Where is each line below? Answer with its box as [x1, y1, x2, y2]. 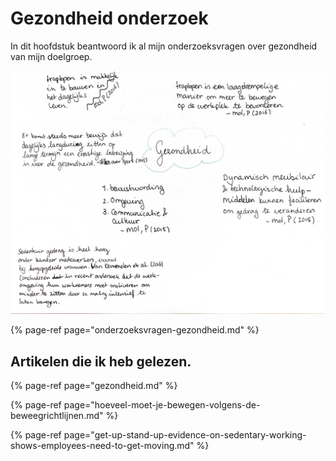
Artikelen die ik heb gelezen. [10, 353, 192, 370]
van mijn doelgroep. [10, 50, 93, 62]
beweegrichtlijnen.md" [10, 410, 104, 422]
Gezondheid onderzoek [10, 7, 209, 30]
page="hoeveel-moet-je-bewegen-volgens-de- [63, 399, 261, 411]
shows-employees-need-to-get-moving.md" [10, 440, 195, 452]
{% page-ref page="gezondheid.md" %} [10, 380, 178, 392]
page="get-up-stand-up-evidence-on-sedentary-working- [63, 429, 307, 441]
